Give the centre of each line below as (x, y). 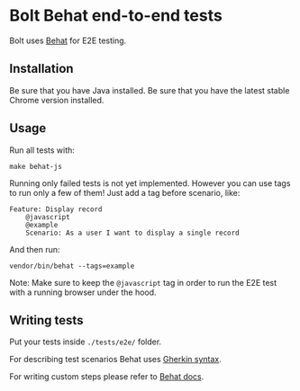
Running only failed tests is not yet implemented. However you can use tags (150, 183)
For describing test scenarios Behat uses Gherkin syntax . (116, 360)
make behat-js (36, 166)
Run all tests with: (42, 150)
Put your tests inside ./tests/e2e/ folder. (86, 342)
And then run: (35, 249)
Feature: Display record (56, 209)
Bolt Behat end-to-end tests (116, 16)
